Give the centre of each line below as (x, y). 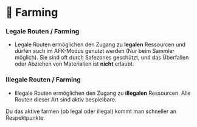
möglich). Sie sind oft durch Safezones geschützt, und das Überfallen (102, 58)
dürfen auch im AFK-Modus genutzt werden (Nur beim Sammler (94, 51)
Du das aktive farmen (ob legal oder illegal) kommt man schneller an (91, 111)
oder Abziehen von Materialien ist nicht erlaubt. (74, 64)
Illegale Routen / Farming (43, 80)
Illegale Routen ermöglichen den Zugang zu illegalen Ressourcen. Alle (102, 93)
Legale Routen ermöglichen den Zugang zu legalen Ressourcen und (100, 44)
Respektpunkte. (25, 117)
